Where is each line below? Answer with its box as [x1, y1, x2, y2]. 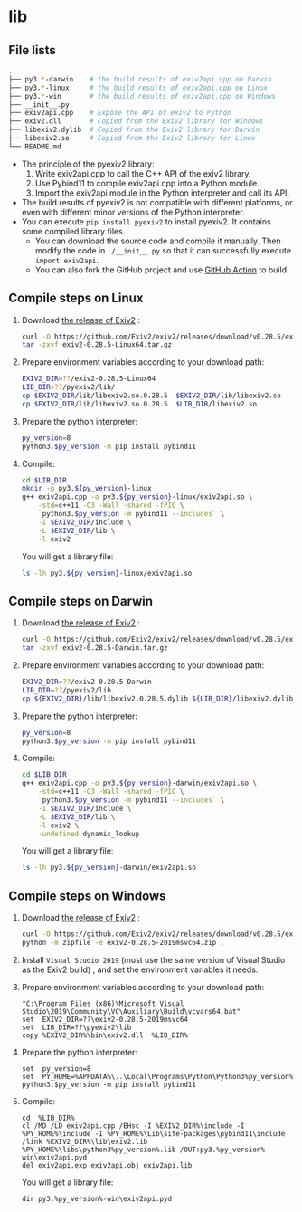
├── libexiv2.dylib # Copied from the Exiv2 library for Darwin [8, 125, 260, 135]
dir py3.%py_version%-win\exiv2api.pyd [21, 1194, 173, 1203]
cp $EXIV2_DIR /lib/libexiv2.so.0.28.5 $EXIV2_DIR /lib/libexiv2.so [21, 391, 282, 400]
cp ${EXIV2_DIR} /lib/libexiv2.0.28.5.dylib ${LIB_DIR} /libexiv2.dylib [21, 694, 294, 703]
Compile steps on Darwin [8, 593, 154, 608]
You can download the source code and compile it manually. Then [34, 235, 281, 246]
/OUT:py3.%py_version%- [179, 1145, 269, 1154]
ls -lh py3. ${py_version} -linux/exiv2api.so [21, 568, 193, 577]
